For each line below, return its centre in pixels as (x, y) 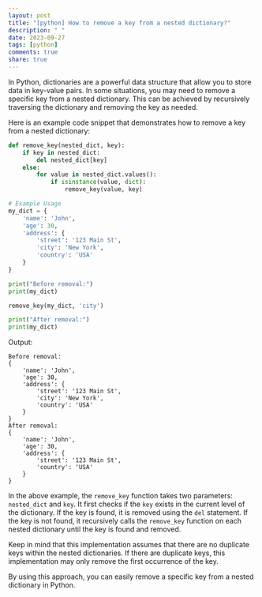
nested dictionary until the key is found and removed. (95, 529)
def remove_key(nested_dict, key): (67, 145)
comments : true (33, 52)
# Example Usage (35, 204)
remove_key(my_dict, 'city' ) (56, 306)
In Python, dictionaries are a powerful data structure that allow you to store (130, 82)
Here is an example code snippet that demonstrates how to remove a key (127, 122)
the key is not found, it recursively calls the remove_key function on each (125, 521)
